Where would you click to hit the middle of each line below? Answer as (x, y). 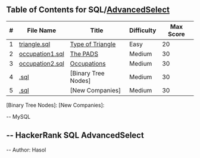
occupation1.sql (41, 54)
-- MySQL (18, 116)
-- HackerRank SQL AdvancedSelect (75, 136)
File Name (42, 30)
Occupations (88, 63)
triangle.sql (35, 44)
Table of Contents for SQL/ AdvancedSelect (88, 10)
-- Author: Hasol (26, 150)
